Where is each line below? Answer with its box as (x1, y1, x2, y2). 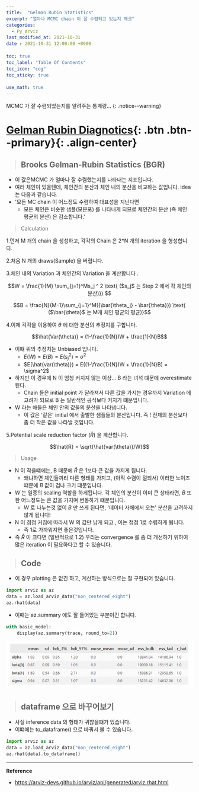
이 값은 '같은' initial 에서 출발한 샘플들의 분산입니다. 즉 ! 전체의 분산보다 (23, 411, 188, 418)
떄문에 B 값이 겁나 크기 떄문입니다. (23, 481, 103, 488)
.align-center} (66, 136, 137, 149)
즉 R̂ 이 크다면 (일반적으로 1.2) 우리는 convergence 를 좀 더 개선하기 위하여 (14, 534, 188, 541)
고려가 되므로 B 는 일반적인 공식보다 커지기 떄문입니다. (23, 396, 149, 403)
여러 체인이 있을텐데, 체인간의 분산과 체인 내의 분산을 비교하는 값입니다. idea (14, 184, 191, 191)
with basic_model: (6, 624, 52, 630)
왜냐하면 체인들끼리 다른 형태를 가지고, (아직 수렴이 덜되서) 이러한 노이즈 (23, 474, 191, 481)
